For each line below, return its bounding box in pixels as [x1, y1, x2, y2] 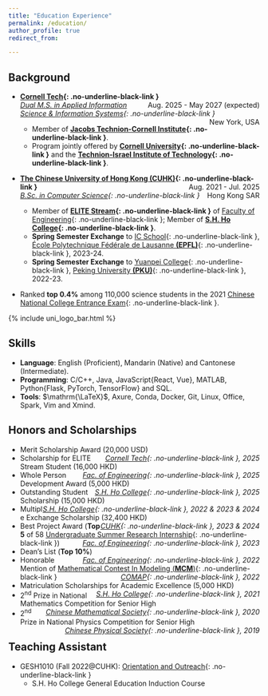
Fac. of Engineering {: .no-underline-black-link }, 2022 [82, 555, 260, 564]
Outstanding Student [19, 487, 89, 496]
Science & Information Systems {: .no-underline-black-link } [19, 109, 215, 118]
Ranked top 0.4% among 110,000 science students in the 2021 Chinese [19, 289, 255, 300]
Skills [8, 336, 36, 350]
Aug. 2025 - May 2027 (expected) [147, 101, 260, 110]
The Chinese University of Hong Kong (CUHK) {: [19, 173, 181, 184]
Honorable [19, 555, 55, 564]
